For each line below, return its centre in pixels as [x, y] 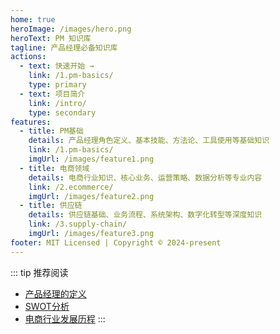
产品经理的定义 [55, 293]
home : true [33, 19]
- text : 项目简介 [52, 94]
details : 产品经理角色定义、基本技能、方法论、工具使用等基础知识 [149, 141]
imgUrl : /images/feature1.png [91, 159]
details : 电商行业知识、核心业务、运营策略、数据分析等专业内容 [145, 177]
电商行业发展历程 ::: [65, 318]
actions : [28, 57]
